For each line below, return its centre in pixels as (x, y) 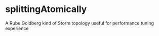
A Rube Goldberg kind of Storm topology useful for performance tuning (80, 23)
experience (17, 28)
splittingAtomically (46, 9)
